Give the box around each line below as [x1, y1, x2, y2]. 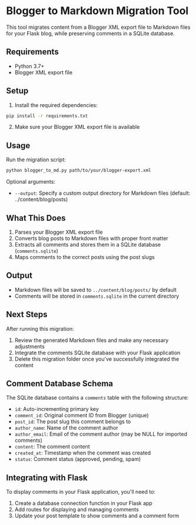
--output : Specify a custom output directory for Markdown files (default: [14, 190, 191, 197]
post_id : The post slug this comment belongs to [14, 418, 131, 425]
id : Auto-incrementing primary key [14, 406, 99, 413]
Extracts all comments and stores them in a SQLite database [14, 241, 161, 248]
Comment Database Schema [6, 378, 114, 388]
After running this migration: [6, 325, 75, 332]
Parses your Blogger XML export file [14, 228, 103, 235]
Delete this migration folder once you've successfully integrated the [14, 355, 180, 363]
